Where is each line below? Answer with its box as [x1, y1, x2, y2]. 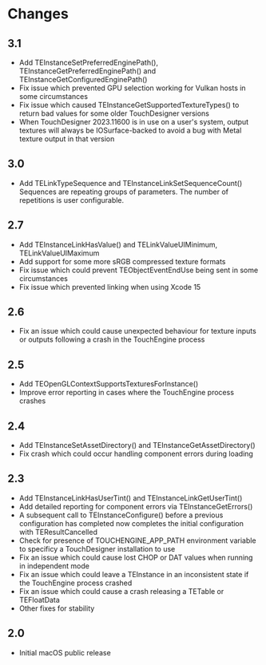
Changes [7, 5, 69, 23]
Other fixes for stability [18, 604, 95, 613]
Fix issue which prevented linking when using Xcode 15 [18, 282, 201, 291]
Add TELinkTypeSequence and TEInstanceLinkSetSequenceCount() [18, 178, 243, 188]
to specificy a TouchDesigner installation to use [18, 544, 176, 553]
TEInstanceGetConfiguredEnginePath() [18, 75, 148, 84]
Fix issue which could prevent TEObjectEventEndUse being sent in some [18, 265, 259, 275]
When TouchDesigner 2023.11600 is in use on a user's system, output [18, 117, 249, 126]
